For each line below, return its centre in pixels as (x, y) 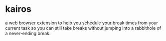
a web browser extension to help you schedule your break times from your (82, 23)
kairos (18, 9)
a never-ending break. (28, 33)
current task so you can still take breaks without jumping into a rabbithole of (83, 28)
